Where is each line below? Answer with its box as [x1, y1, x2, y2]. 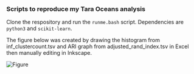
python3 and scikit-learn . [6, 25, 72, 32]
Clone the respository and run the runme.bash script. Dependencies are [6, 19, 184, 26]
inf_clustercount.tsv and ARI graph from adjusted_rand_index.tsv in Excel [6, 43, 189, 50]
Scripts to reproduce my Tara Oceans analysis [6, 5, 146, 13]
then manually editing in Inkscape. [6, 49, 92, 57]
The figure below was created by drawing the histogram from [6, 37, 160, 44]
